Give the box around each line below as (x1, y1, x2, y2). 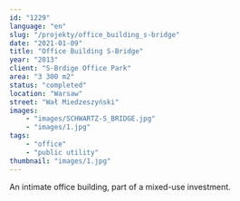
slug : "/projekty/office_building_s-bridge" (9, 30, 180, 39)
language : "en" (9, 22, 67, 31)
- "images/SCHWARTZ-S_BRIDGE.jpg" (25, 114, 156, 123)
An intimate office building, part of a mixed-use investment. (9, 181, 231, 192)
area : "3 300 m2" (9, 72, 75, 81)
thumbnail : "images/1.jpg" (9, 156, 111, 166)
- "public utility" (25, 148, 100, 157)
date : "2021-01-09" (9, 38, 83, 48)
